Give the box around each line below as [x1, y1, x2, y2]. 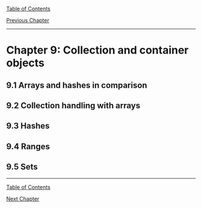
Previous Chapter [6, 17, 49, 23]
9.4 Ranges [6, 141, 50, 151]
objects [6, 57, 45, 70]
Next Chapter [6, 195, 40, 202]
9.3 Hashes [6, 121, 50, 131]
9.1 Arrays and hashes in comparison [6, 80, 147, 90]
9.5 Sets [6, 162, 38, 172]
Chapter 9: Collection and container [6, 43, 189, 57]
